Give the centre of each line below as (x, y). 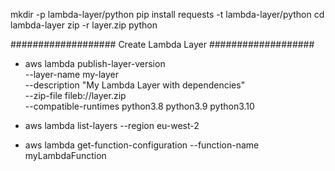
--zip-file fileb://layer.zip (75, 95)
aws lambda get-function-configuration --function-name (142, 145)
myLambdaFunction (65, 155)
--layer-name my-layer (72, 74)
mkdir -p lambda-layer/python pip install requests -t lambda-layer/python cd (167, 14)
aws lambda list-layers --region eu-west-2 (112, 125)
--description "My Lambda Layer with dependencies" (135, 85)
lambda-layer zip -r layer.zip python (84, 25)
